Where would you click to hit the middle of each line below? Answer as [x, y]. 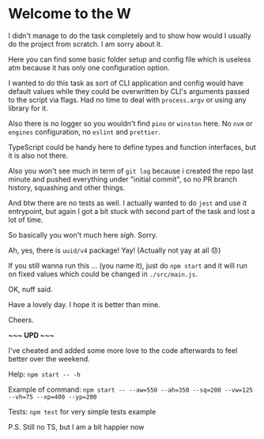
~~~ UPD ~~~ [32, 335]
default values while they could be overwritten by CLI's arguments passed [129, 91]
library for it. [28, 108]
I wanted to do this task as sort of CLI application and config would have [126, 83]
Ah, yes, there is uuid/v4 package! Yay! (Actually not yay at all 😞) [115, 250]
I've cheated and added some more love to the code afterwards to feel [123, 350]
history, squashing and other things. [67, 187]
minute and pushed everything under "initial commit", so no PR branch [123, 179]
